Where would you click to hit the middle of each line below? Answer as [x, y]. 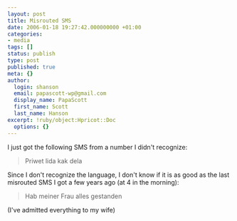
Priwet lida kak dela [53, 160]
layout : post [27, 14]
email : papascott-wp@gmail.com [60, 93]
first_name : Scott [41, 107]
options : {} [32, 127]
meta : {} [20, 73]
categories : [25, 34]
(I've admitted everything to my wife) [62, 210]
